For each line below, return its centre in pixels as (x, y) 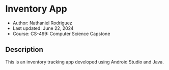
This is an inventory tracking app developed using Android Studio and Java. (85, 62)
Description (24, 49)
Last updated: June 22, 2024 (43, 28)
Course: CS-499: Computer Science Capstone (61, 33)
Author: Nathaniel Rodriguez (42, 23)
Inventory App (36, 9)
